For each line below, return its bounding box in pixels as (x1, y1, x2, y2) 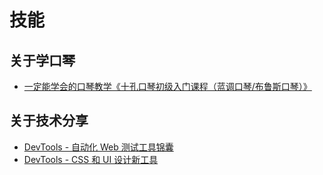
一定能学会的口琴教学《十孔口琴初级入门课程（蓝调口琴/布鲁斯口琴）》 (23, 81, 312, 92)
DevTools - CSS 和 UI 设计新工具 (23, 153, 159, 165)
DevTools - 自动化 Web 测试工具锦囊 (23, 141, 174, 153)
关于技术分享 (9, 112, 89, 130)
